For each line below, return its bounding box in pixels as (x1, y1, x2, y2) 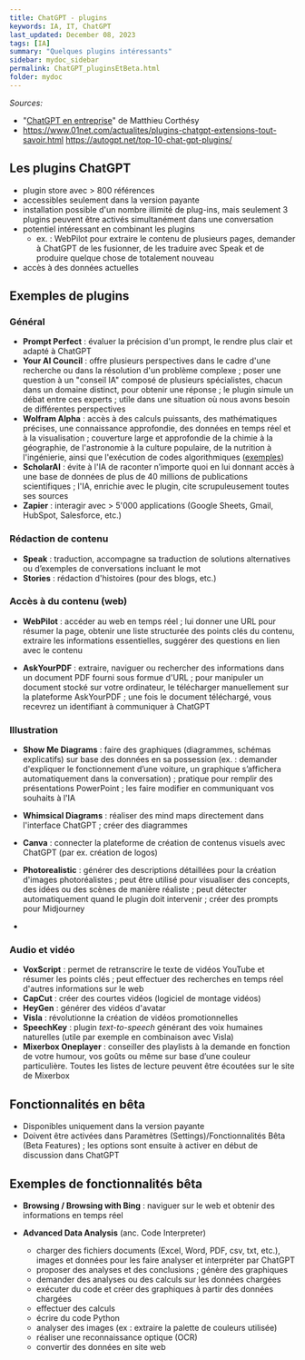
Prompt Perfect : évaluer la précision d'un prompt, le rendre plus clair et (22, 336, 293, 347)
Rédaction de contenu (9, 532, 109, 545)
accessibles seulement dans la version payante (22, 194, 200, 205)
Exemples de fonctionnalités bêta (9, 1176, 202, 1191)
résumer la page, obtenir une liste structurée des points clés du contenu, (22, 625, 295, 636)
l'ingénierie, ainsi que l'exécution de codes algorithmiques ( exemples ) (22, 452, 284, 463)
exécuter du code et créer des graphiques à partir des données (35, 1284, 274, 1295)
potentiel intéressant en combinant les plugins (22, 223, 195, 234)
